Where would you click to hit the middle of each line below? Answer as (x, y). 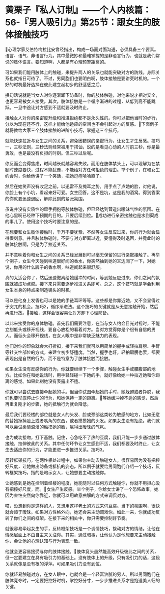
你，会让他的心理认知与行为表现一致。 (44, 541)
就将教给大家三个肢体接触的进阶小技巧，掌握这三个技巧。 (63, 130)
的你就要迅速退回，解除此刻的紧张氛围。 (46, 198)
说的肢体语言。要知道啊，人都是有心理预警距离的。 (57, 62)
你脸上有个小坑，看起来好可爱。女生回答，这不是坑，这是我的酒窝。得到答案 (82, 192)
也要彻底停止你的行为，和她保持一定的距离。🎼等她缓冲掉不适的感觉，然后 (84, 398)
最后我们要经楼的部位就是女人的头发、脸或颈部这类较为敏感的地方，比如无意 (82, 414)
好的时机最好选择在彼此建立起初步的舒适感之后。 (55, 84)
